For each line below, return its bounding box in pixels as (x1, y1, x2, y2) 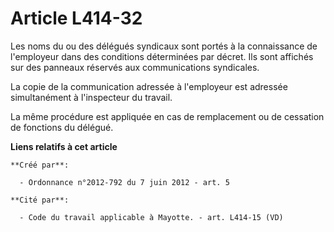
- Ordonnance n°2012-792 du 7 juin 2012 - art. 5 (19, 177, 230, 187)
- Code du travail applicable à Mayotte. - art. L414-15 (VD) (19, 212, 284, 222)
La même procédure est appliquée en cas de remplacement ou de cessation (10, 110, 325, 122)
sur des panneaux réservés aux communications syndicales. (10, 61, 260, 73)
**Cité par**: (10, 195, 70, 205)
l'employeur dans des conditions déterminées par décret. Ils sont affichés (10, 50, 314, 62)
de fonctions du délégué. (10, 121, 114, 133)
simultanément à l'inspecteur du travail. (10, 91, 173, 103)
